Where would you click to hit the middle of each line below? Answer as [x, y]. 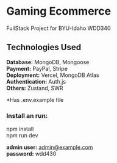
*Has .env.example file [35, 100]
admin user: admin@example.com [50, 147]
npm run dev [22, 136]
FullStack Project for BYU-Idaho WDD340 [58, 28]
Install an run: [27, 115]
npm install [20, 129]
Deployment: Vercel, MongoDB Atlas [53, 75]
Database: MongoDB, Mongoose [48, 62]
